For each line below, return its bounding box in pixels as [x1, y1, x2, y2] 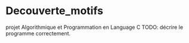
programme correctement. [5, 29, 71, 37]
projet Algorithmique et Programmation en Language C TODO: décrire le [5, 24, 184, 31]
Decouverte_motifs [5, 4, 103, 18]
